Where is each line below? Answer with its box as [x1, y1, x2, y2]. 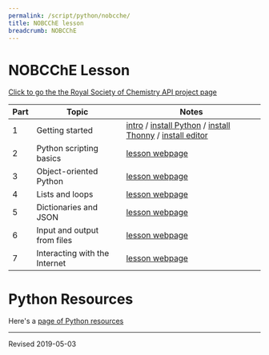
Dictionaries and [36, 201, 98, 213]
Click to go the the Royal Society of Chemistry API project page [8, 87, 218, 97]
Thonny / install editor [126, 130, 208, 141]
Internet [36, 257, 66, 269]
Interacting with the [36, 248, 110, 259]
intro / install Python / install [126, 120, 231, 131]
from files [36, 235, 73, 246]
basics [36, 153, 62, 164]
